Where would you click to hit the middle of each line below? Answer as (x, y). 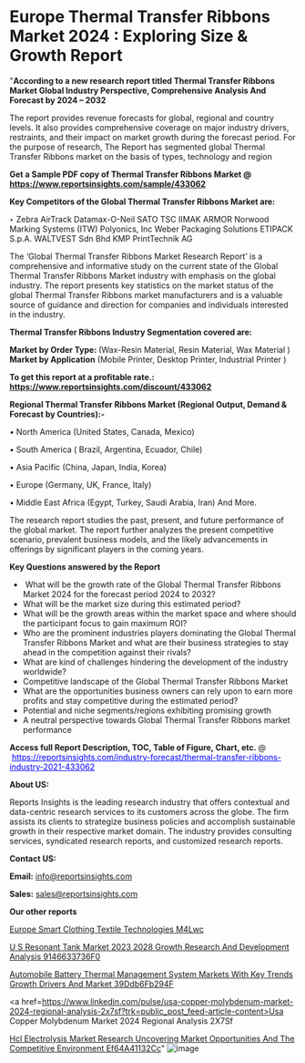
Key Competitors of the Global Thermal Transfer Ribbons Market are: (142, 201)
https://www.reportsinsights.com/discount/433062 (111, 387)
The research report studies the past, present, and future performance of (147, 520)
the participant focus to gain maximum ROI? (105, 623)
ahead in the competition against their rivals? (107, 652)
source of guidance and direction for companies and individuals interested (149, 304)
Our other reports (43, 911)
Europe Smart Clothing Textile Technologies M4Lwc (107, 929)
